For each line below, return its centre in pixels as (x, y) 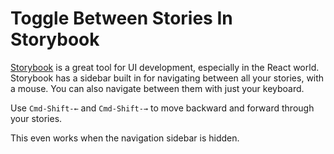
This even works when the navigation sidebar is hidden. (125, 138)
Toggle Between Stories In (121, 18)
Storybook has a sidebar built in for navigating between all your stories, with (167, 78)
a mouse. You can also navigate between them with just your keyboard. (157, 88)
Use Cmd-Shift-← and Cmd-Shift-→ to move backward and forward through (162, 108)
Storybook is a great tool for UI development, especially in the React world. (165, 67)
